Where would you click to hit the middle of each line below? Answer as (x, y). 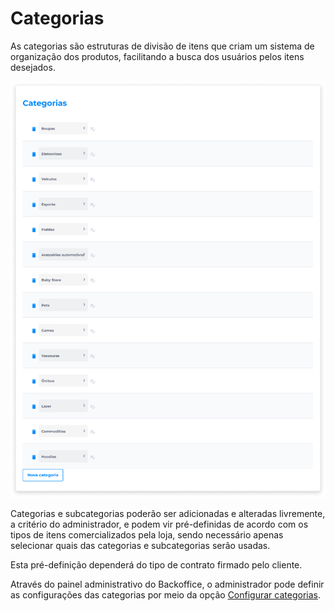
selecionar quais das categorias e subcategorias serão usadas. (140, 545)
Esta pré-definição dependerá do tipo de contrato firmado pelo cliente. (156, 564)
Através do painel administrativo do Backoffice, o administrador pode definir (167, 584)
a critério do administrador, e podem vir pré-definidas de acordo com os (159, 524)
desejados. (33, 67)
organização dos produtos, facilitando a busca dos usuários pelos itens (157, 56)
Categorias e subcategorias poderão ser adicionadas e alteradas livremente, (168, 513)
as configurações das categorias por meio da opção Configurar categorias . (165, 594)
